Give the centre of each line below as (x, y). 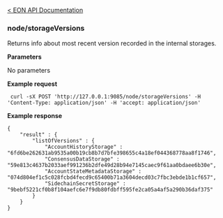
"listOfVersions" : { (64, 141)
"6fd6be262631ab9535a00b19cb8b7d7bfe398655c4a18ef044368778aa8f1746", (112, 153)
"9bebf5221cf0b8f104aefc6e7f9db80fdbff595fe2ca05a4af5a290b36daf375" (110, 190)
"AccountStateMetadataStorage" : (93, 172)
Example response (35, 116)
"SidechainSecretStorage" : (85, 184)
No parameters (29, 71)
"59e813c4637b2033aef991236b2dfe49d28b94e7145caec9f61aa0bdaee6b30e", (112, 166)
